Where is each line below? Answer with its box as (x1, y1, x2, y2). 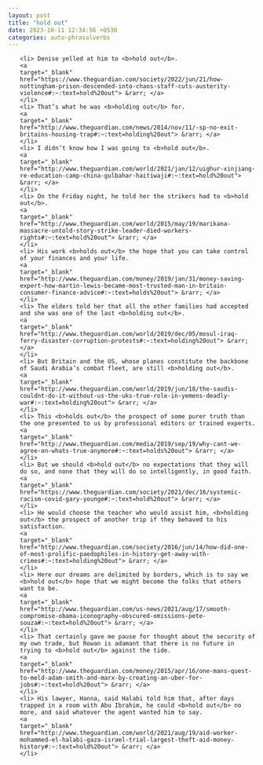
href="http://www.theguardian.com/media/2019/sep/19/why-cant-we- (19, 440, 242, 448)
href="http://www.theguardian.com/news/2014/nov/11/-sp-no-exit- (19, 123, 238, 132)
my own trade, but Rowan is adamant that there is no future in (19, 640, 235, 648)
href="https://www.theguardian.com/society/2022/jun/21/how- (19, 75, 225, 83)
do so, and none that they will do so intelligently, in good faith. (19, 468, 253, 476)
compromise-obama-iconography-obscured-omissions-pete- (19, 612, 206, 620)
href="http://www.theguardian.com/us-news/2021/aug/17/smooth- (19, 605, 232, 613)
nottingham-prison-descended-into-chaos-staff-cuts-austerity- (19, 83, 232, 90)
